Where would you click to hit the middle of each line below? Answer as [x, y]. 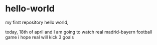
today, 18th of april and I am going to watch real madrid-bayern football [79, 32]
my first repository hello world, [37, 22]
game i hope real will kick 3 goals [40, 37]
